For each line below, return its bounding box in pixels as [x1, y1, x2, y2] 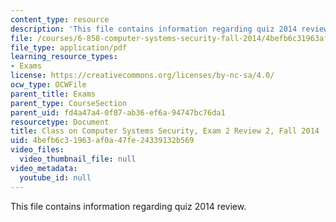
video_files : [10, 145, 65, 155]
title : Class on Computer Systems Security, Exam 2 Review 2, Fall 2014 [10, 126, 320, 136]
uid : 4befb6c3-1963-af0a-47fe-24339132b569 [10, 136, 195, 146]
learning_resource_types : [10, 52, 118, 62]
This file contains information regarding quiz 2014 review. [10, 200, 247, 212]
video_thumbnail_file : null [19, 154, 137, 164]
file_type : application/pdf [10, 42, 128, 53]
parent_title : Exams [10, 89, 97, 99]
